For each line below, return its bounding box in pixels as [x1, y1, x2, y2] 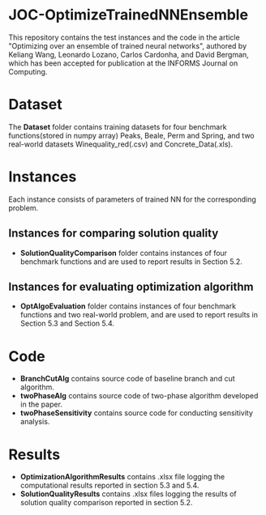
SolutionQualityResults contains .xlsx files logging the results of [19, 489, 237, 499]
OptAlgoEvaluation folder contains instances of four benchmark [19, 301, 237, 311]
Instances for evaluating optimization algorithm [8, 280, 254, 294]
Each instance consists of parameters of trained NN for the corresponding [8, 194, 257, 204]
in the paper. [19, 399, 63, 410]
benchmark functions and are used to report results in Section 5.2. [19, 257, 243, 266]
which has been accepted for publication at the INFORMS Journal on [8, 58, 238, 68]
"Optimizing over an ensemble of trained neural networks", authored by [8, 40, 247, 50]
